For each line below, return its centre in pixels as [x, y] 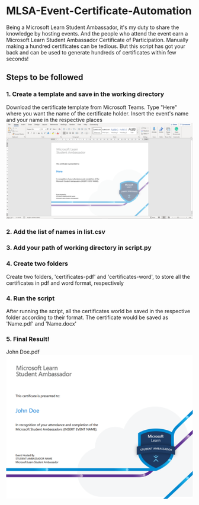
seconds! [17, 59]
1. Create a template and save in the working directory [85, 94]
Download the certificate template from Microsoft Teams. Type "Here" [92, 107]
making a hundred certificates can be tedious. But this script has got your [96, 46]
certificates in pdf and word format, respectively [65, 283]
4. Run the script [31, 298]
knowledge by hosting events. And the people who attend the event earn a [97, 33]
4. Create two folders [37, 263]
